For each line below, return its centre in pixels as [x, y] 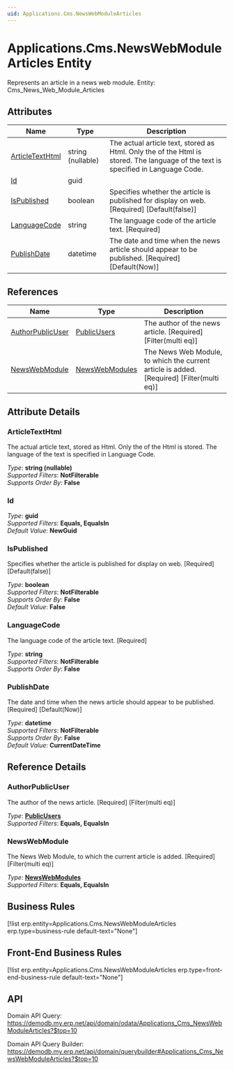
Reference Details [47, 767]
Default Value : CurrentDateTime [54, 745]
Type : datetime [29, 723]
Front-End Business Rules [64, 953]
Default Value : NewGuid [42, 530]
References [33, 291]
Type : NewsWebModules [44, 877]
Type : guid [23, 516]
